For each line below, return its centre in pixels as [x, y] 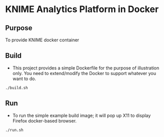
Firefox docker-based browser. [45, 121]
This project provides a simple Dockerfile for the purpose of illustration [86, 68]
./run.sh [14, 130]
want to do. [24, 79]
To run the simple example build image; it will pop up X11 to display [81, 115]
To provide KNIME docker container [42, 40]
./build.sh [17, 88]
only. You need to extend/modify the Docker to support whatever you [84, 73]
